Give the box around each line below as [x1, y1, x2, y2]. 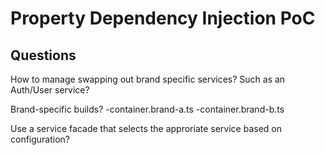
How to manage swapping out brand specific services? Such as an [10, 73, 286, 85]
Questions [10, 47, 77, 64]
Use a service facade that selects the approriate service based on [10, 123, 282, 134]
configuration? [10, 133, 71, 145]
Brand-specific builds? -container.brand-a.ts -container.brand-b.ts [10, 103, 285, 115]
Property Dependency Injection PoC [10, 7, 316, 30]
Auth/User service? [10, 84, 90, 96]
